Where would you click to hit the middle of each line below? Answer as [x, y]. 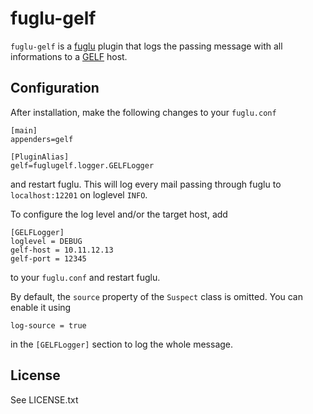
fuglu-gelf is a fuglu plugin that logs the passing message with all [146, 46]
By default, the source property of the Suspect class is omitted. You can [157, 296]
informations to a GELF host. [69, 56]
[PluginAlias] [40, 157]
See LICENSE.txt [44, 399]
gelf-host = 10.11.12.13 [62, 250]
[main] [24, 130]
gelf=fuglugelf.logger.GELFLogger [82, 165]
